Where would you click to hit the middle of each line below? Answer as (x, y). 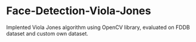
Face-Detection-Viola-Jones (79, 11)
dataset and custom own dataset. (47, 33)
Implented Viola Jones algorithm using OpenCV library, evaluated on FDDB (98, 27)
